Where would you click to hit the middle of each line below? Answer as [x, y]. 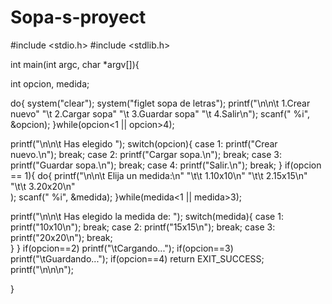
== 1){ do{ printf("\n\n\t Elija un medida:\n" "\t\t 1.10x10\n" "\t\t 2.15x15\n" [159, 175]
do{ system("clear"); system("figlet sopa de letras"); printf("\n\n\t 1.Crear [160, 103]
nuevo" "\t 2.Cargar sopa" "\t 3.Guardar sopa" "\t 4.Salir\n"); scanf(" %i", [160, 113]
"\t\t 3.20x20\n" [43, 186]
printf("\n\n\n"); [42, 269]
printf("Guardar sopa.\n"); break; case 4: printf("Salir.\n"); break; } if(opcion [166, 165]
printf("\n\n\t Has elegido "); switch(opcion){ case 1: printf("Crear [144, 143]
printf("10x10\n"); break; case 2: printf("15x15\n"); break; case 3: [143, 227]
